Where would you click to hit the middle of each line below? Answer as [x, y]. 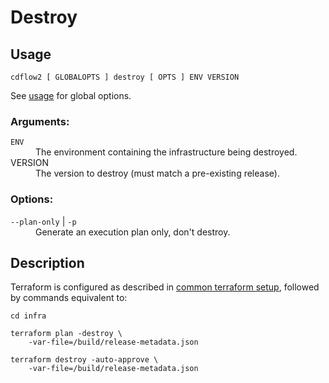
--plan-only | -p [43, 221]
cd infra [28, 316]
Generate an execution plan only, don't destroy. [133, 232]
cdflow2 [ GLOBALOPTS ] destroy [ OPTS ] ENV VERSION [125, 77]
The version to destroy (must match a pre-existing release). [157, 173]
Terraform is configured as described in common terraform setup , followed [165, 287]
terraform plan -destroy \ [66, 334]
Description [47, 262]
